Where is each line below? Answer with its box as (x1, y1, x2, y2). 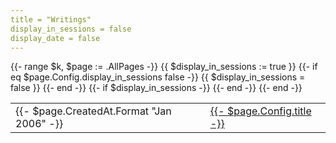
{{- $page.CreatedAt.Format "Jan (15, 104, 172, 118)
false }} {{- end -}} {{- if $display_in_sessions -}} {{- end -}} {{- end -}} (10, 82, 303, 94)
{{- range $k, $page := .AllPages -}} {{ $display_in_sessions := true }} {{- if (10, 61, 318, 73)
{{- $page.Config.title (209, 104, 312, 118)
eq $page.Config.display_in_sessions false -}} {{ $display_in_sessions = (10, 71, 306, 83)
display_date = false (10, 33, 101, 43)
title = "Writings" (10, 14, 92, 25)
